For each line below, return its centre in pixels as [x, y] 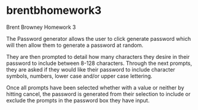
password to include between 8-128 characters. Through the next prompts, [99, 63]
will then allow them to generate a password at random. [75, 45]
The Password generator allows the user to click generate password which [98, 38]
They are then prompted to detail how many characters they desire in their [98, 57]
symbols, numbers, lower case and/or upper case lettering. [79, 76]
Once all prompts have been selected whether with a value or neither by [95, 87]
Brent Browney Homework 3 [41, 27]
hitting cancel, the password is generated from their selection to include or [98, 94]
